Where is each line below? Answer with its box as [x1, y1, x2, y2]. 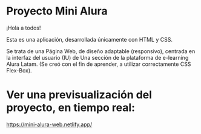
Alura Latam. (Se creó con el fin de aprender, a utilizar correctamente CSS [6, 60, 191, 68]
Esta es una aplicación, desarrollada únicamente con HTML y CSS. [6, 36, 173, 43]
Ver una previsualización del [6, 88, 153, 102]
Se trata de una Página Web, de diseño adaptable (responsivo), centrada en [6, 47, 196, 55]
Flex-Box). [6, 66, 32, 74]
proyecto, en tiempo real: [6, 101, 135, 115]
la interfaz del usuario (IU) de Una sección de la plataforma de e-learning [6, 54, 189, 61]
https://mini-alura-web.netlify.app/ [6, 121, 93, 128]
